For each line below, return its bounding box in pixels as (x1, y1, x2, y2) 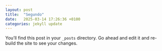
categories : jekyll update (5, 21, 62, 26)
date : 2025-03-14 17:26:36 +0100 (5, 16, 81, 21)
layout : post (5, 7, 33, 12)
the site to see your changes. (17, 40, 78, 46)
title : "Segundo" (5, 12, 44, 17)
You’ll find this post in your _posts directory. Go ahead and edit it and (5, 35, 150, 41)
